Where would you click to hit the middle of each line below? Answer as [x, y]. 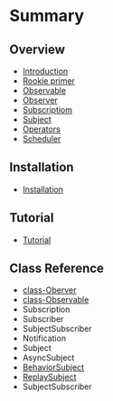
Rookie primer [48, 81]
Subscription [46, 309]
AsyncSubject [48, 358]
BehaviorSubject [53, 367]
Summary [47, 16]
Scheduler [42, 139]
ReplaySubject [49, 377]
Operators [41, 129]
